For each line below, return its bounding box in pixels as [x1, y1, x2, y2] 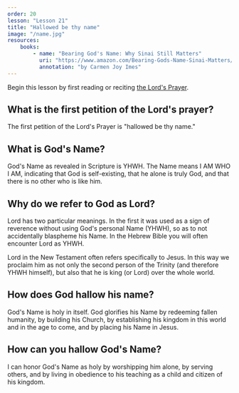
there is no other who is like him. [7, 177, 103, 186]
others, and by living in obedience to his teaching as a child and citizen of [7, 370, 223, 378]
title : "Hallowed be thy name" [7, 23, 100, 31]
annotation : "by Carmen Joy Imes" [38, 63, 142, 70]
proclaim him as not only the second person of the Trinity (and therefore [7, 261, 219, 269]
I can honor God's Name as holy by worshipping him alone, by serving [7, 362, 213, 371]
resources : [7, 37, 40, 44]
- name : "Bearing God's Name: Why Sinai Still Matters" [33, 51, 202, 58]
